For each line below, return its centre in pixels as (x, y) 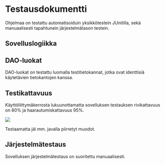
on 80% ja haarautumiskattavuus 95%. (45, 110)
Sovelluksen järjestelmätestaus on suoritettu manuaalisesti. (65, 156)
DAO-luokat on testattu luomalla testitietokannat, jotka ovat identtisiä (75, 72)
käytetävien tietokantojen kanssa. (39, 78)
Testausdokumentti (46, 9)
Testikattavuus (29, 93)
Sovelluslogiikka (31, 44)
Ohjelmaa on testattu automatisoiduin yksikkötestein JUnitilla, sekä (73, 23)
